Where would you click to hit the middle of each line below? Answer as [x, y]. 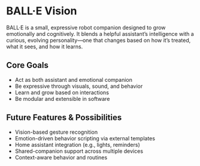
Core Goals [28, 65]
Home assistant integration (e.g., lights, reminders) [78, 145]
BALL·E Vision [42, 11]
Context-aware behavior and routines [61, 157]
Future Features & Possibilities [64, 118]
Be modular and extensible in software [62, 99]
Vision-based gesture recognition [56, 132]
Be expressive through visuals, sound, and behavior [79, 86]
